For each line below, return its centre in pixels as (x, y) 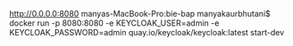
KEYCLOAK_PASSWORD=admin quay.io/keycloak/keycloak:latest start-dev (147, 32)
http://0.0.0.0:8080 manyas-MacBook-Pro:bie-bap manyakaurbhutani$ (140, 14)
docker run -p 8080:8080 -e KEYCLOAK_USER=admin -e (114, 23)
